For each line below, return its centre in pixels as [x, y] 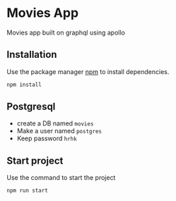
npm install [24, 85]
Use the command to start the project [61, 178]
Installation [32, 55]
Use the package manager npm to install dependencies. [88, 71]
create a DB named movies [55, 123]
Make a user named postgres [59, 131]
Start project [35, 160]
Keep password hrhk [47, 138]
